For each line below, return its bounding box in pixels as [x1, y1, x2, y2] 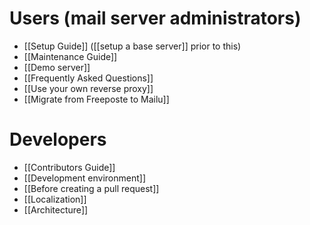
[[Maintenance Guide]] [23, 50, 118, 62]
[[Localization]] [23, 193, 87, 205]
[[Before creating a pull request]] [23, 182, 160, 194]
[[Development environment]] [23, 172, 147, 184]
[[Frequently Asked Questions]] [23, 72, 154, 84]
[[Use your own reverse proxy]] [23, 82, 154, 94]
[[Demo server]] [23, 61, 91, 73]
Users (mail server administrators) [9, 7, 302, 30]
